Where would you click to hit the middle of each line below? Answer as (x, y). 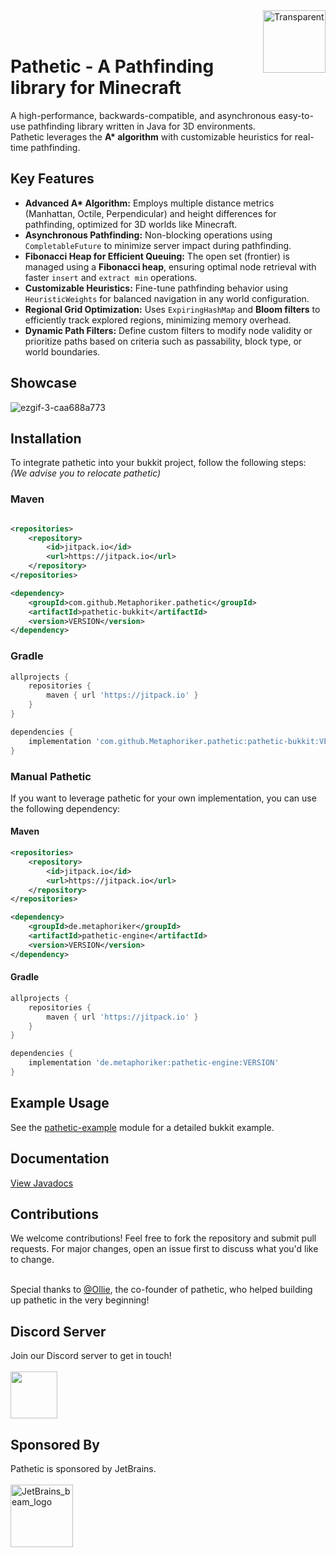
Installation (46, 438)
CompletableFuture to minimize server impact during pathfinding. (158, 245)
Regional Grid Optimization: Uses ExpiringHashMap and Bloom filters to (172, 309)
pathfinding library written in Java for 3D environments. (141, 126)
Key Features (52, 179)
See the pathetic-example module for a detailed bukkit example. (142, 1127)
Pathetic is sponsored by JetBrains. (83, 1468)
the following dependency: (65, 808)
